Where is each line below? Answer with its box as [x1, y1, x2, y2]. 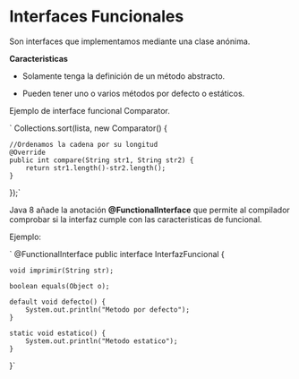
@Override [9, 148, 47, 157]
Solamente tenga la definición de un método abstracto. [21, 70, 226, 82]
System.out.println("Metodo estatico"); [25, 336, 178, 346]
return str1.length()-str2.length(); [25, 163, 167, 172]
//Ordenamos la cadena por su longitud [9, 140, 158, 149]
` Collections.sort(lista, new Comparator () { [9, 123, 168, 134]
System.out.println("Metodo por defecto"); [25, 305, 191, 314]
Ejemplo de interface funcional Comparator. [9, 105, 170, 116]
